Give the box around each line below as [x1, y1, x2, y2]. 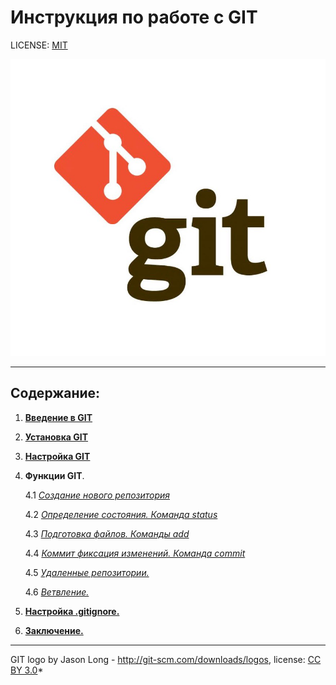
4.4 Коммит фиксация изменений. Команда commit [24, 547, 246, 559]
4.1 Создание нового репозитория [24, 489, 171, 501]
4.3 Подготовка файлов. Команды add [24, 527, 190, 540]
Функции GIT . [24, 469, 85, 481]
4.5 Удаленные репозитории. [24, 566, 150, 578]
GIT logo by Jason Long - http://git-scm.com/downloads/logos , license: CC [10, 653, 322, 665]
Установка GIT [24, 431, 89, 443]
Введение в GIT [24, 411, 93, 423]
